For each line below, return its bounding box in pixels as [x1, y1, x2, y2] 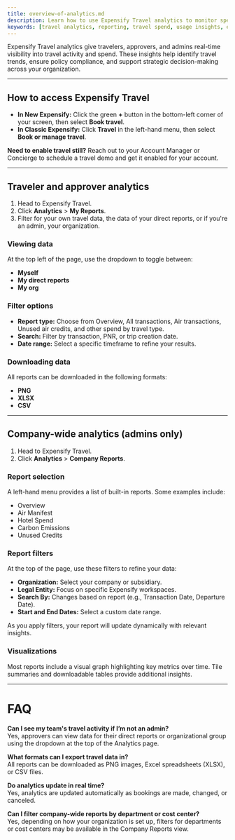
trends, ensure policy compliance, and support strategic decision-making [7, 57, 219, 66]
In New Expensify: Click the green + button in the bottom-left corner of [17, 110, 224, 119]
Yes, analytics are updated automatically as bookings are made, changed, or [7, 788, 227, 797]
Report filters [7, 548, 54, 558]
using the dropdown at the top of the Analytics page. [7, 739, 159, 747]
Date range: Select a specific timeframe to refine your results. [17, 339, 197, 348]
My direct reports [17, 276, 70, 285]
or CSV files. [7, 767, 43, 775]
